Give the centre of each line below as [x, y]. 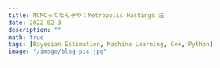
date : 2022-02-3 [35, 23]
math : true [26, 37]
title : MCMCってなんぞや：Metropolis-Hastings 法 [86, 15]
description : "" [35, 30]
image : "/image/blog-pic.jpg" [58, 52]
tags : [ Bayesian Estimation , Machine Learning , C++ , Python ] [111, 45]
